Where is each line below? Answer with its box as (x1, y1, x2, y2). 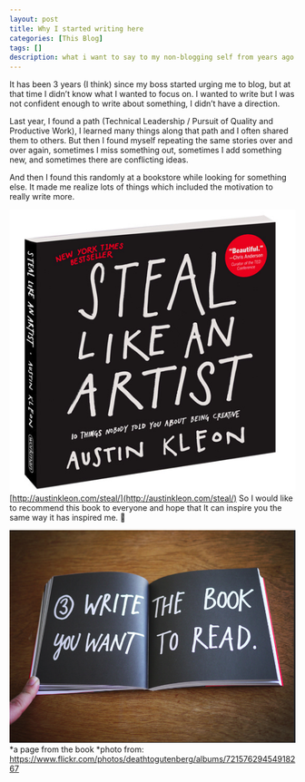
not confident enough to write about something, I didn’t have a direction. (9, 98, 280, 109)
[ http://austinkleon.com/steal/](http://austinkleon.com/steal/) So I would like (9, 493, 293, 503)
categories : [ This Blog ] (9, 34, 103, 43)
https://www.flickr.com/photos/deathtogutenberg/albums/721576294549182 (9, 754, 296, 765)
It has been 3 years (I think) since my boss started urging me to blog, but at (9, 79, 291, 90)
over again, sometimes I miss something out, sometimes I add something (9, 145, 282, 156)
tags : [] (9, 44, 43, 53)
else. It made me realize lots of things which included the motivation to (9, 181, 274, 192)
